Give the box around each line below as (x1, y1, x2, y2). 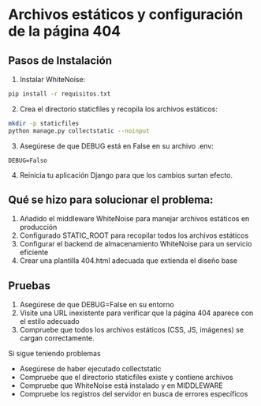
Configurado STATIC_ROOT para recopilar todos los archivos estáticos (19, 231, 249, 240)
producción (19, 223, 58, 232)
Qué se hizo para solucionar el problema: (8, 194, 214, 207)
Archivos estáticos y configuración (8, 6, 244, 24)
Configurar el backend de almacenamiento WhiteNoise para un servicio (19, 239, 252, 249)
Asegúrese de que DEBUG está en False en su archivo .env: (19, 141, 214, 151)
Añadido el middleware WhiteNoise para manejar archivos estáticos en (19, 214, 250, 224)
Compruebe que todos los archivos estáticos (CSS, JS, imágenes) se (19, 325, 244, 335)
